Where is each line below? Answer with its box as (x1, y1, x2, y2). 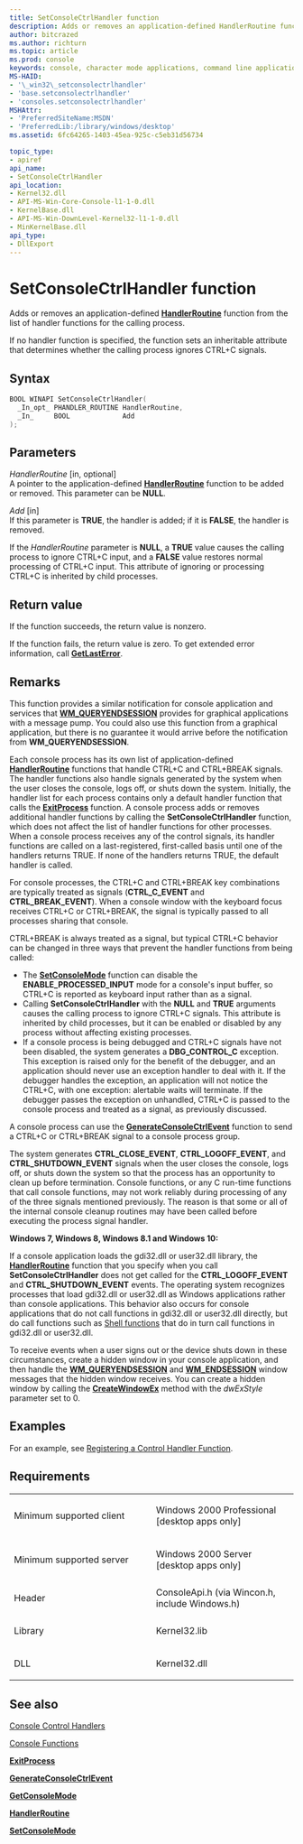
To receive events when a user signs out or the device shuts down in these (9, 1345, 288, 1356)
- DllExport (9, 239, 54, 248)
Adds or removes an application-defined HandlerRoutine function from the (9, 308, 289, 319)
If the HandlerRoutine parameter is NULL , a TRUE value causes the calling (9, 542, 285, 553)
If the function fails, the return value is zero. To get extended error (9, 638, 255, 650)
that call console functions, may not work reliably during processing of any (9, 1187, 287, 1198)
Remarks (9, 674, 61, 690)
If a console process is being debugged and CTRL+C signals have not (22, 1037, 282, 1048)
